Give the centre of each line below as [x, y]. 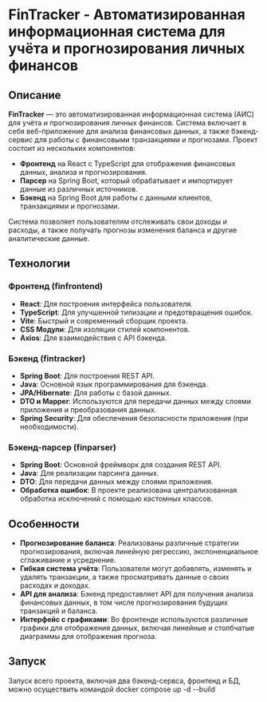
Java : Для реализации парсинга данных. [89, 474]
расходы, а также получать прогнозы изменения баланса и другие [123, 230]
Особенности [44, 524]
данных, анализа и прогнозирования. [83, 172]
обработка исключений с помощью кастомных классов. [116, 499]
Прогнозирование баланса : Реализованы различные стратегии [129, 543]
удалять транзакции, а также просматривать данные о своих [124, 577]
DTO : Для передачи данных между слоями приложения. [116, 482]
